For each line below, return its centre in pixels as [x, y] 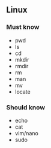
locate [23, 92]
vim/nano [27, 133]
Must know [23, 27]
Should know [26, 107]
